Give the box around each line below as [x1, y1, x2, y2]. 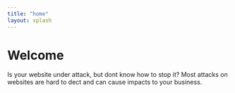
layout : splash [7, 17, 52, 24]
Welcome [7, 47, 64, 63]
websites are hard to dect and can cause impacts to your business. [7, 78, 203, 87]
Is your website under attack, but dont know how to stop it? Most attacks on [7, 70, 228, 79]
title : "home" [7, 10, 49, 18]
